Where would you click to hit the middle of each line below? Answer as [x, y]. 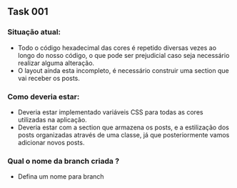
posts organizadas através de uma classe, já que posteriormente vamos [123, 134]
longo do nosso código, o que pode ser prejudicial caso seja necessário [123, 55]
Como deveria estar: [44, 97]
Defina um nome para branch [61, 177]
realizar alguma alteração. [56, 63]
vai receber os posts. [49, 78]
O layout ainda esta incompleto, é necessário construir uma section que [123, 70]
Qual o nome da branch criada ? [64, 161]
